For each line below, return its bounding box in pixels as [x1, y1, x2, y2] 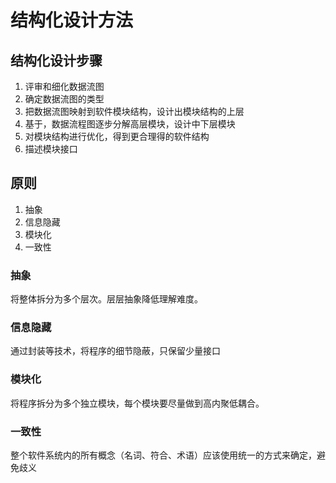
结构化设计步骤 [10, 52, 103, 69]
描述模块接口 [24, 143, 78, 155]
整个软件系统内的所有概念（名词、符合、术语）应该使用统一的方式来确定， [10, 449, 317, 461]
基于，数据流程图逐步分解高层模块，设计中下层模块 [24, 118, 236, 130]
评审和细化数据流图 [24, 81, 105, 92]
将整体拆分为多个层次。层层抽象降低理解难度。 [10, 293, 203, 305]
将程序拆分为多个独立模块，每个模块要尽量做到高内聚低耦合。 [10, 397, 265, 409]
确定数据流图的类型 [24, 93, 105, 105]
